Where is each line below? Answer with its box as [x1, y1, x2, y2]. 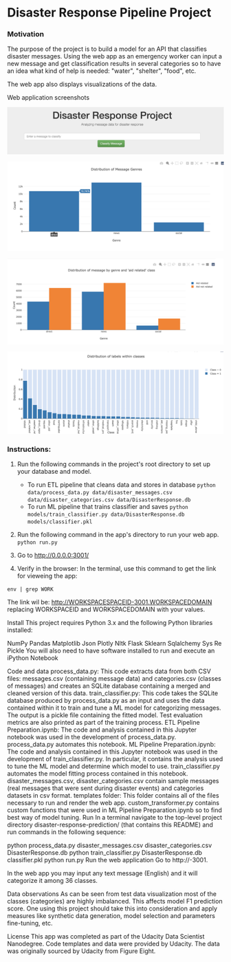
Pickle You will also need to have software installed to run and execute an [7, 646, 215, 655]
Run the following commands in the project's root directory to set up [16, 460, 211, 468]
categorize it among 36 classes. [7, 877, 98, 885]
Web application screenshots [7, 94, 90, 102]
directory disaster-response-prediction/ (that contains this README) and [7, 820, 213, 829]
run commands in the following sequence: [7, 828, 126, 836]
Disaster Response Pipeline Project [7, 5, 212, 21]
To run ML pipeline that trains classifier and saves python [27, 503, 189, 511]
